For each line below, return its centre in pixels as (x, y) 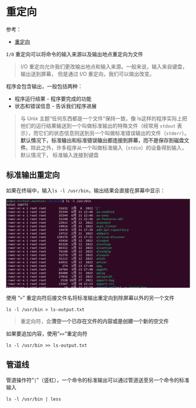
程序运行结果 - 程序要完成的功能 (53, 98)
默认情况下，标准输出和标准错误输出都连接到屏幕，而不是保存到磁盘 (102, 140)
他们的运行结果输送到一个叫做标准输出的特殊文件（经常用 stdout (98, 126)
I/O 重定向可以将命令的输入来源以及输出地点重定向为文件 (75, 54)
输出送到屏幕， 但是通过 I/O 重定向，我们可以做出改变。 (87, 74)
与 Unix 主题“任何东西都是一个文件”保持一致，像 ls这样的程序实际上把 (104, 118)
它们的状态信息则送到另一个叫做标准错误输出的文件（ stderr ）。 (114, 133)
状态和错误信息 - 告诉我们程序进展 (56, 106)
